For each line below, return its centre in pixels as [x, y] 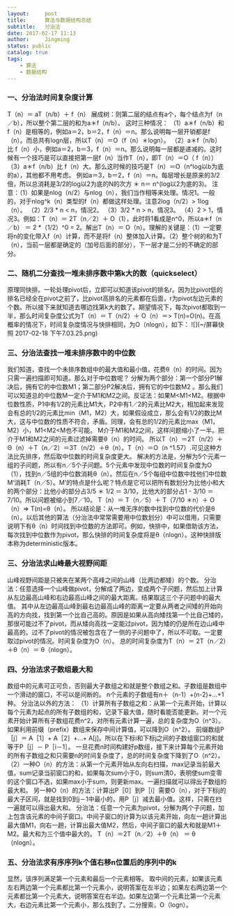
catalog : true [28, 53]
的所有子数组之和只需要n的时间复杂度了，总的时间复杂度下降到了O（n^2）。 [116, 755]
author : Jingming [39, 40]
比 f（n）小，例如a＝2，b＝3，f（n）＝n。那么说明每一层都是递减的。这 [111, 149]
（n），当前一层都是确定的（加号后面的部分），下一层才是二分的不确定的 [110, 244]
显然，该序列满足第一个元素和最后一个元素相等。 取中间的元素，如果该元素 [115, 879]
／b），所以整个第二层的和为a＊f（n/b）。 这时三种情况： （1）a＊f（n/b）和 [116, 123]
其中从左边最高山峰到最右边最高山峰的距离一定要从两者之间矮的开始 [118, 606]
